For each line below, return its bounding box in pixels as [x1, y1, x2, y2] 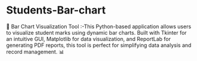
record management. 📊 [6, 48, 64, 55]
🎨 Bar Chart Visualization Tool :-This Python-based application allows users [6, 23, 192, 30]
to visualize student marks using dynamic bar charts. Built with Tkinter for [6, 29, 187, 36]
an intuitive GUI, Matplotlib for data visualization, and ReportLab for [6, 35, 171, 42]
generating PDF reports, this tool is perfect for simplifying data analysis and [6, 42, 192, 49]
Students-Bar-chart [6, 4, 106, 17]
